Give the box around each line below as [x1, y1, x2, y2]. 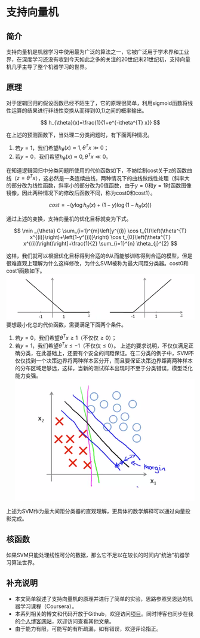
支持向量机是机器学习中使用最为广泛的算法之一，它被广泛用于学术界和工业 [6, 49, 189, 55]
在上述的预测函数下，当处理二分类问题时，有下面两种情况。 [6, 131, 153, 138]
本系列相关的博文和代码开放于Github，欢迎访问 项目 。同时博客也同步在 [14, 610, 189, 617]
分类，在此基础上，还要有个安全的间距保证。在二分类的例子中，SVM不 [20, 349, 195, 356]
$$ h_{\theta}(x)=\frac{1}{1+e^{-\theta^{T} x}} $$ [40, 119, 161, 126]
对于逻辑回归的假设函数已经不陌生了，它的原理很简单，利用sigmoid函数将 [6, 99, 188, 107]
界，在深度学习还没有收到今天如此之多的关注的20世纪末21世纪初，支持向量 [6, 56, 191, 63]
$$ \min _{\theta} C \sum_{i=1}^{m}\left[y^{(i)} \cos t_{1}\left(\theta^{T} [14, 227, 187, 234]
